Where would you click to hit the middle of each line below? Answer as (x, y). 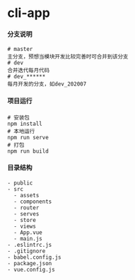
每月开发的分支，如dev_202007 (47, 84)
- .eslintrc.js (30, 245)
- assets (27, 195)
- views (25, 226)
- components (33, 202)
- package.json (30, 263)
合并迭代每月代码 (29, 71)
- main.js (28, 238)
